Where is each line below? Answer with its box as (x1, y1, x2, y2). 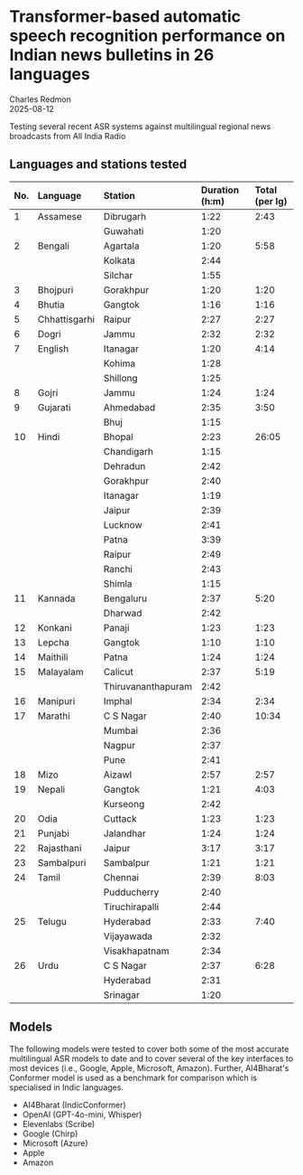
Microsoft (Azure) (22, 1137, 88, 1149)
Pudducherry (103, 886, 160, 898)
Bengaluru (103, 592, 147, 605)
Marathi (37, 710, 70, 722)
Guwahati (103, 224, 144, 237)
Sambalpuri (37, 856, 87, 869)
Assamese (37, 210, 83, 222)
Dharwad (103, 606, 142, 619)
